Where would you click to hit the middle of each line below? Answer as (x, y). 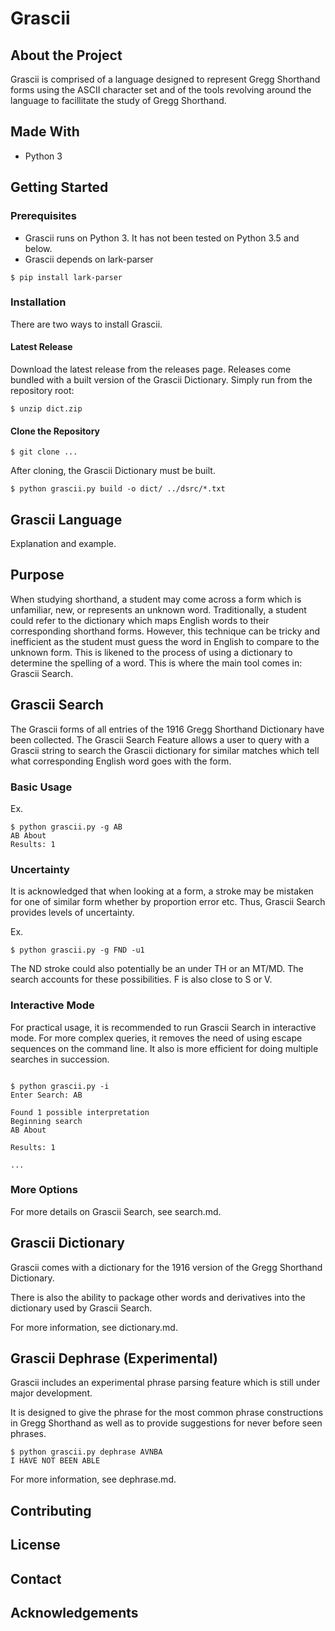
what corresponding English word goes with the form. (121, 761)
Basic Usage (41, 787)
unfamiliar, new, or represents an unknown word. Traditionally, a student (158, 609)
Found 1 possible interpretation (80, 1112)
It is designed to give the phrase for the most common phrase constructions (167, 1413)
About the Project (66, 55)
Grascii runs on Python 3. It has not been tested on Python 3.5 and (162, 238)
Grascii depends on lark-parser (89, 259)
